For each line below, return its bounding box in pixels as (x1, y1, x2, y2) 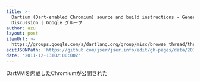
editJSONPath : (6, 47, 42, 53)
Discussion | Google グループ (11, 19, 83, 25)
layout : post (6, 31, 39, 37)
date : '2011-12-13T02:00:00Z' (6, 53, 82, 58)
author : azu (6, 25, 36, 31)
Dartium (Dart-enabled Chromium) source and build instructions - (11, 14, 180, 20)
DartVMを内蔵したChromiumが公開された (6, 69, 108, 77)
